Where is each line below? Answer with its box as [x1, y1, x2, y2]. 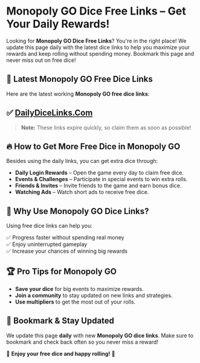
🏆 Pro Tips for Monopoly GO [6, 266, 117, 276]
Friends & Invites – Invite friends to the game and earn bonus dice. [15, 182, 182, 189]
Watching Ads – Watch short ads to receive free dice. [15, 188, 149, 196]
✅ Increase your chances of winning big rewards [6, 247, 128, 255]
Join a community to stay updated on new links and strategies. [15, 292, 173, 299]
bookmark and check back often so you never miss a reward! [6, 338, 159, 345]
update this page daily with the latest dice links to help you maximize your [6, 44, 190, 51]
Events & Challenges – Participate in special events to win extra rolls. [15, 176, 188, 183]
